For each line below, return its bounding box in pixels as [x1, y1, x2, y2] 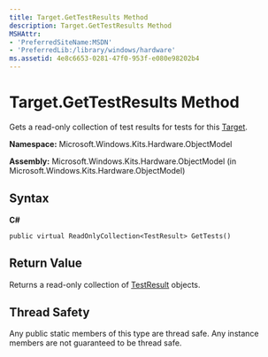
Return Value [9, 256, 82, 271]
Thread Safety [9, 305, 90, 320]
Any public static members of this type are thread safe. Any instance [9, 329, 259, 339]
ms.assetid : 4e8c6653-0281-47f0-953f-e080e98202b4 [9, 54, 200, 63]
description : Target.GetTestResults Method [9, 21, 172, 30]
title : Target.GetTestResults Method [9, 12, 149, 22]
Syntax [9, 191, 50, 206]
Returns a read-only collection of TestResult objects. [9, 279, 201, 290]
